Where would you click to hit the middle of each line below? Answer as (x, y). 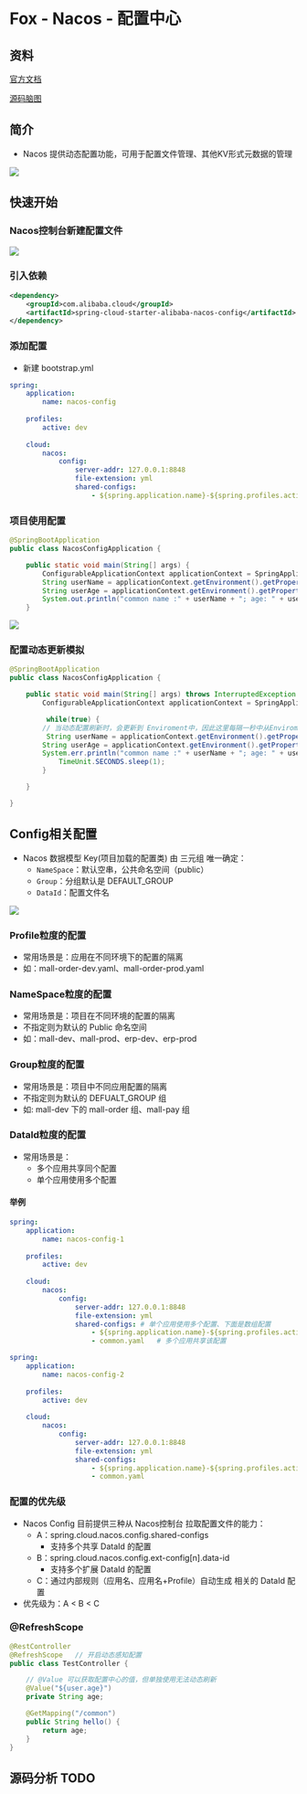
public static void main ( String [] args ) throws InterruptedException (161, 695)
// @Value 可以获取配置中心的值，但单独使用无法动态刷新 (121, 1680)
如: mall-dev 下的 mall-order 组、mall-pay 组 (106, 1109)
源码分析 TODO (53, 1778)
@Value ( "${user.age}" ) (69, 1688)
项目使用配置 (38, 520)
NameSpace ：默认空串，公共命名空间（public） (122, 869)
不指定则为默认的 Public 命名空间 (85, 1027)
